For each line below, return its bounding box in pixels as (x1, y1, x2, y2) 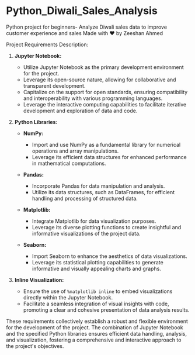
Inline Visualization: (14, 276, 64, 283)
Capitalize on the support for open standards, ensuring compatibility (23, 88, 188, 95)
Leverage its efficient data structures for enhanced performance (32, 153, 187, 160)
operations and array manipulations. (32, 147, 119, 154)
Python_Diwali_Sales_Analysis (6, 4, 158, 18)
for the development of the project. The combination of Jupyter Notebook (6, 323, 184, 331)
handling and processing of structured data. (32, 195, 138, 202)
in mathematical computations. (32, 160, 106, 167)
